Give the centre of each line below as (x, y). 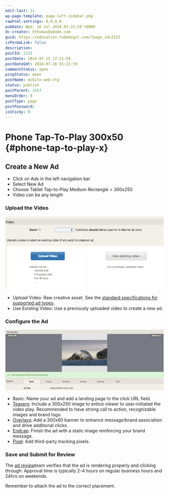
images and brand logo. (37, 414)
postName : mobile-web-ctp (32, 80)
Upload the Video (27, 208)
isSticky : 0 (18, 112)
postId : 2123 (19, 53)
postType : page (21, 101)
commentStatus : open (27, 69)
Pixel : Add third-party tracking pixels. (51, 441)
